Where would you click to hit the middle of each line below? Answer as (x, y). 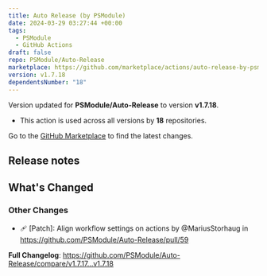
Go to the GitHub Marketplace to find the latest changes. (101, 135)
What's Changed (51, 188)
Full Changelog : (35, 255)
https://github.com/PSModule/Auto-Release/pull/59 (104, 239)
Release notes (44, 160)
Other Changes (39, 210)
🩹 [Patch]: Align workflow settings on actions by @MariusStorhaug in (134, 228)
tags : (17, 30)
